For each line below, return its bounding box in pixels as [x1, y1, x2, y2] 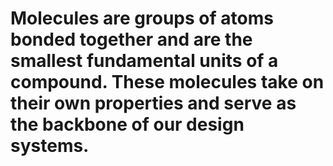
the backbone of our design [10, 113, 245, 136]
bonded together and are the [10, 28, 253, 51]
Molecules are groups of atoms [10, 7, 274, 30]
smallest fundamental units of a [10, 50, 279, 72]
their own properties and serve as [10, 92, 297, 115]
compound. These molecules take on [10, 71, 325, 94]
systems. [10, 135, 90, 157]
